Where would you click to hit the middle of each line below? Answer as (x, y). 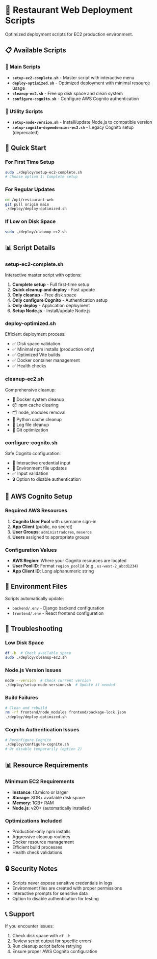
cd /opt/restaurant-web (29, 200)
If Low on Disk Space (30, 221)
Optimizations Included (34, 820)
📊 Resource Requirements (47, 765)
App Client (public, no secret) (42, 527)
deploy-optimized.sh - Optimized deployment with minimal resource (81, 83)
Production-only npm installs (41, 832)
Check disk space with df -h (41, 935)
